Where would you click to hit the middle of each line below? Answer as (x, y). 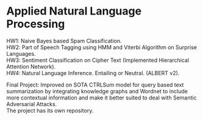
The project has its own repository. (50, 110)
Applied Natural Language (74, 11)
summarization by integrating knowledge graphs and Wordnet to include (97, 91)
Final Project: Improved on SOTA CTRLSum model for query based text (95, 85)
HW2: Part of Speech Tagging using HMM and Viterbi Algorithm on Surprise (101, 47)
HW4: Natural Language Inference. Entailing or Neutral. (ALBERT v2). (93, 73)
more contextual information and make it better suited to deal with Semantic (101, 98)
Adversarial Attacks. (32, 104)
